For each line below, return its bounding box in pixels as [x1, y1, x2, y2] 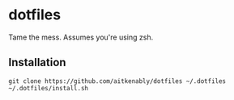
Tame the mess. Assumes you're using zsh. [8, 32, 154, 42]
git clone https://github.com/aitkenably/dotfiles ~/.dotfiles [8, 77, 227, 85]
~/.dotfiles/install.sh [8, 84, 89, 92]
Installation [8, 56, 66, 69]
